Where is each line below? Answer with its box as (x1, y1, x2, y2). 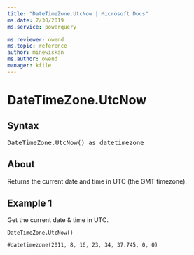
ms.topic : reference (7, 43, 68, 50)
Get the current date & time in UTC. (7, 216, 109, 224)
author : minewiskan (7, 49, 64, 56)
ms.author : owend (7, 55, 58, 63)
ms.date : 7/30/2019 (7, 17, 64, 24)
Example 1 (7, 197, 53, 209)
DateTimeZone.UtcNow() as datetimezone (7, 138, 144, 146)
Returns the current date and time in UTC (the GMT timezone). (7, 177, 188, 186)
